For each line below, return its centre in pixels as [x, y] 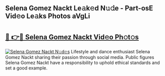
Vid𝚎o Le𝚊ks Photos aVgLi [48, 16]
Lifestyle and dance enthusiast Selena [111, 52]
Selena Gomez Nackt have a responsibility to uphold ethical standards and [82, 63]
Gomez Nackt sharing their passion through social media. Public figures [80, 57]
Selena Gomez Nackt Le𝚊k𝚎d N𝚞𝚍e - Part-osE [79, 8]
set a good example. [26, 68]
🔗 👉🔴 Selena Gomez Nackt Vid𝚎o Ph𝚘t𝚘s [72, 37]
